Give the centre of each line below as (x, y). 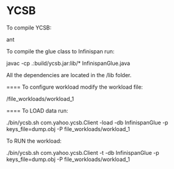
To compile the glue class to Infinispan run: (60, 51)
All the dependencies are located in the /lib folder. (69, 75)
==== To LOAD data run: (37, 110)
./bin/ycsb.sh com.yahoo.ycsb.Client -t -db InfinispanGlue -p (83, 152)
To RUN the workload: (34, 141)
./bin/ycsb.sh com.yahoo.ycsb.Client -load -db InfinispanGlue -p (87, 122)
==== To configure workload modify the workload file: (75, 87)
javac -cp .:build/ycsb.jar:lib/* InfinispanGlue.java (68, 63)
